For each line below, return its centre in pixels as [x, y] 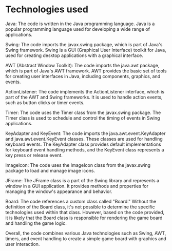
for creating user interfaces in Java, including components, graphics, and [83, 76]
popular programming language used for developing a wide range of [78, 29]
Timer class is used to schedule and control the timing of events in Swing [83, 118]
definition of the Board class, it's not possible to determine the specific [80, 207]
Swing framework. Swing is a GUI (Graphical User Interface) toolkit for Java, [86, 50]
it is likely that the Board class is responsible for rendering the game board [84, 218]
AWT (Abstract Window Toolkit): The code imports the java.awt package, [82, 65]
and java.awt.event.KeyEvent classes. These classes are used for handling [84, 139]
